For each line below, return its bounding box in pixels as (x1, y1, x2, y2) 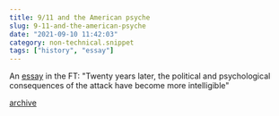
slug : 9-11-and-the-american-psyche (9, 21, 146, 30)
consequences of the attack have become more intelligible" (9, 80, 230, 91)
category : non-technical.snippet (9, 37, 135, 47)
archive (9, 97, 38, 108)
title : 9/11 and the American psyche (9, 12, 151, 22)
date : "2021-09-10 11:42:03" (9, 29, 118, 38)
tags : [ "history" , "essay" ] (9, 46, 115, 55)
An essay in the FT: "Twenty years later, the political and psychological (9, 70, 271, 81)
